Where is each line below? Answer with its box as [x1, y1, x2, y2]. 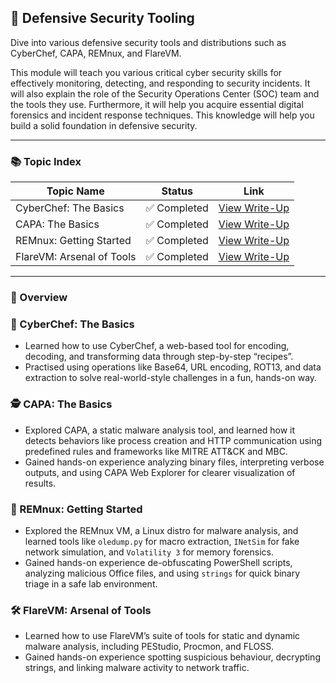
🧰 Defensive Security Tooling [10, 10, 195, 27]
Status [161, 184, 193, 198]
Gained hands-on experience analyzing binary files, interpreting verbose [24, 456, 325, 468]
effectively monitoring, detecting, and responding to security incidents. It [10, 77, 311, 89]
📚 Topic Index [10, 154, 82, 168]
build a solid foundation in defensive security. [10, 119, 198, 131]
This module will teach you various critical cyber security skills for [10, 66, 283, 78]
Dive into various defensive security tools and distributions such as [10, 36, 287, 48]
